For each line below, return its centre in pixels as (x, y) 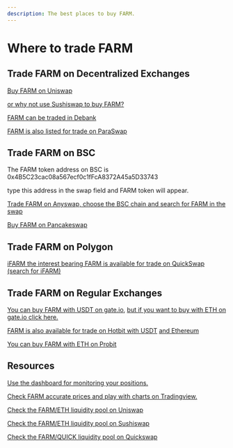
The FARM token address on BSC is (58, 170)
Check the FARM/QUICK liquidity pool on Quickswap (82, 437)
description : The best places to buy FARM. (71, 14)
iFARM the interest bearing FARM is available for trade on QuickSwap (106, 264)
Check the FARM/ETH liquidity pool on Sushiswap (78, 423)
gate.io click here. (33, 317)
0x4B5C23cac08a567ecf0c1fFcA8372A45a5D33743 (83, 177)
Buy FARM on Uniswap (40, 91)
